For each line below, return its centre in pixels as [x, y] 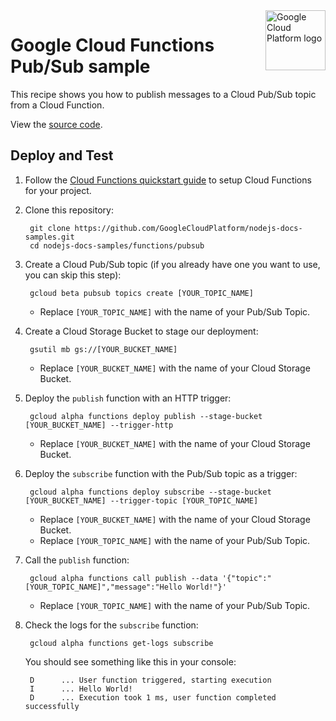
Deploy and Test [62, 155]
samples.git [49, 237]
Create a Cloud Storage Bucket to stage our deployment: [141, 331]
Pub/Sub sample [80, 66]
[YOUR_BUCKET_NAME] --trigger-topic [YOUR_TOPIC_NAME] [141, 500]
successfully [52, 706]
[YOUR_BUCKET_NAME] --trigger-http [99, 425]
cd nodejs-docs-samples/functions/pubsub [117, 245]
